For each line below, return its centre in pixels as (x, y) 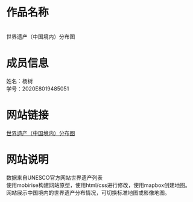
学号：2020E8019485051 (38, 89)
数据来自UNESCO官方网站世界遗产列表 (55, 177)
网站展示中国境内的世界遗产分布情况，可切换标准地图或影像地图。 (88, 192)
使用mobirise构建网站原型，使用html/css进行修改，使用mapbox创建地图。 (99, 185)
